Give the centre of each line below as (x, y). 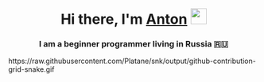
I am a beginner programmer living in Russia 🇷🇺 (134, 44)
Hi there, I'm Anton (124, 19)
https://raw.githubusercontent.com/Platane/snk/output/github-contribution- (132, 61)
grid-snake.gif (31, 69)
